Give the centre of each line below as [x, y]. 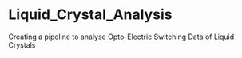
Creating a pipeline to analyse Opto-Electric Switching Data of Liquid [121, 37]
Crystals [22, 44]
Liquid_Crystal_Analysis [90, 15]
